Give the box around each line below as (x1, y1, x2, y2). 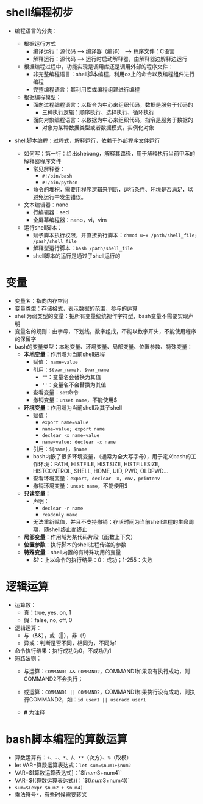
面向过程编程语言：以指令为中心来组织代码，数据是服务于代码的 (32, 101, 193, 108)
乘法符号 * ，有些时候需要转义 (14, 791, 87, 798)
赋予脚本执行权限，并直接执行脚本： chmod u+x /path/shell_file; (32, 231, 198, 239)
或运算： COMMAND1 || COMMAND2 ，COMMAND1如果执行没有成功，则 (23, 688, 190, 695)
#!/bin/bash (41, 173, 73, 179)
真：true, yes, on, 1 (23, 609, 71, 616)
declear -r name (41, 505, 84, 512)
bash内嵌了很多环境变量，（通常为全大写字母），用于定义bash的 (32, 452, 191, 460)
